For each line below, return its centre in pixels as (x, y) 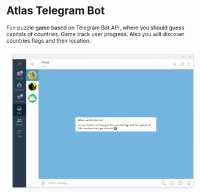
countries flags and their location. (49, 40)
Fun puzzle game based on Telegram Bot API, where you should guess (95, 28)
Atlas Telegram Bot (56, 11)
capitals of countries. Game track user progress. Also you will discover (95, 34)
